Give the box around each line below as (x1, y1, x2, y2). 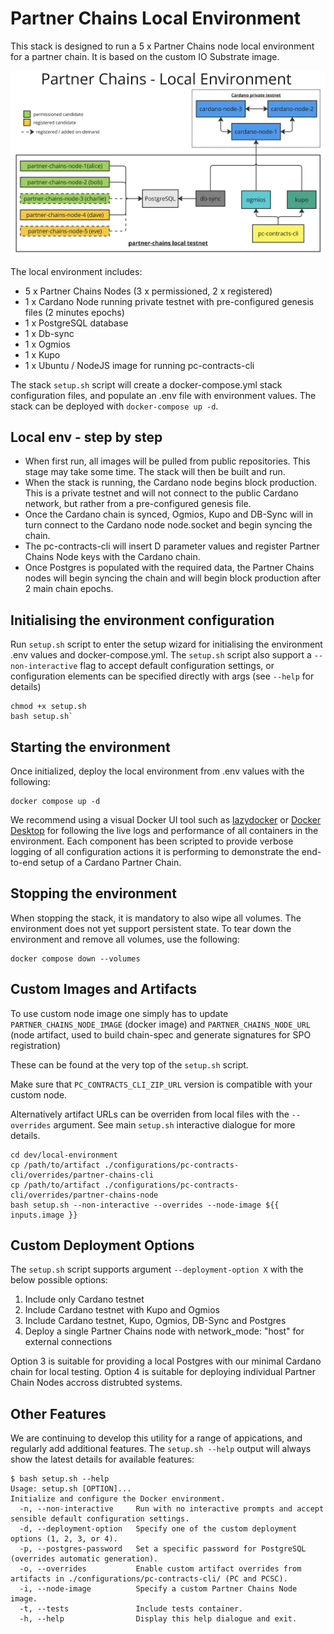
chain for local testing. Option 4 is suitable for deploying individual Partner (10, 1366, 316, 1378)
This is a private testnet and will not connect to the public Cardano (24, 487, 299, 499)
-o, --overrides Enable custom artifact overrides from (19, 1564, 302, 1574)
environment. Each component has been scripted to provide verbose (10, 835, 294, 847)
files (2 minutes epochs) (24, 306, 125, 318)
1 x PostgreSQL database (24, 317, 129, 329)
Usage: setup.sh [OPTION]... (10, 1484, 132, 1494)
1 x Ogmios (24, 338, 71, 350)
